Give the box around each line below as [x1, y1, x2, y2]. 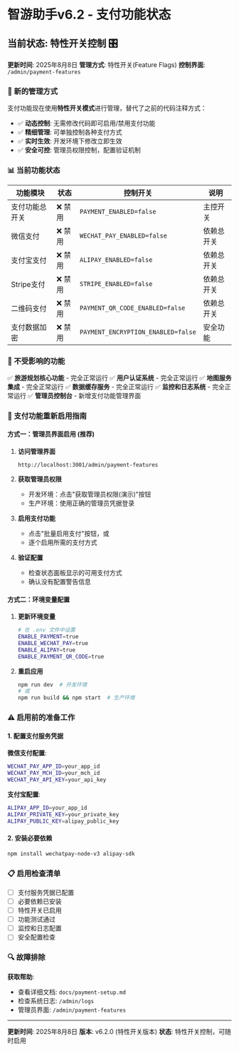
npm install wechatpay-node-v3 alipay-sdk [7, 850, 135, 857]
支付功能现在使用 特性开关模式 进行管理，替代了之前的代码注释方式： [7, 104, 207, 113]
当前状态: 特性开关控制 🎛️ [7, 37, 118, 49]
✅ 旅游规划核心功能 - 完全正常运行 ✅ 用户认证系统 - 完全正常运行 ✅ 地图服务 [7, 373, 232, 382]
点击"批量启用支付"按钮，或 [28, 529, 110, 538]
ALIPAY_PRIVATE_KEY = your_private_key [7, 811, 119, 818]
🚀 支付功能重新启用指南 [7, 411, 87, 421]
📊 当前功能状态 [7, 166, 60, 176]
